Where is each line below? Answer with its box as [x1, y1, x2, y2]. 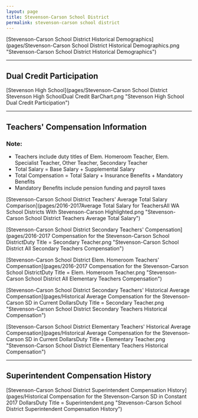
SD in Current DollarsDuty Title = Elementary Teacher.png [25, 335, 166, 342]
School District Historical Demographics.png [71, 42, 180, 49]
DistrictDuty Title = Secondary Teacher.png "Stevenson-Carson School [6, 239, 179, 246]
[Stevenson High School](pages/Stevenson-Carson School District [6, 87, 168, 94]
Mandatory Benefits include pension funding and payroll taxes [14, 184, 166, 191]
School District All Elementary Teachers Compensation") [25, 275, 162, 282]
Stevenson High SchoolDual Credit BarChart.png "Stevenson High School [6, 93, 184, 100]
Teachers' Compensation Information [6, 122, 147, 132]
